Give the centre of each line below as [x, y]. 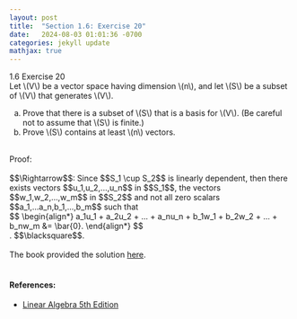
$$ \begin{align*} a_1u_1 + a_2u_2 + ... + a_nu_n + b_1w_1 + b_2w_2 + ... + [144, 217]
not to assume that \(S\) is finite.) [83, 123]
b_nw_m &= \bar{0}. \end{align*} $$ [76, 226]
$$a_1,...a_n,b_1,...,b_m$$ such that [74, 207]
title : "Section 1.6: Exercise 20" [78, 26]
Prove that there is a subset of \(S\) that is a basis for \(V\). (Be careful [152, 113]
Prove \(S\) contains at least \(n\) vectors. [99, 132]
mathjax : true [36, 51]
